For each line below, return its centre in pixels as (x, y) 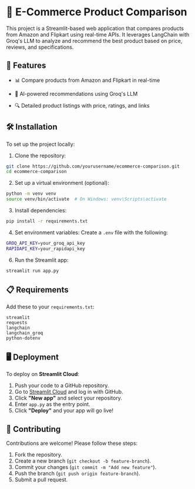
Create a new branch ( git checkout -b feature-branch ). (83, 461)
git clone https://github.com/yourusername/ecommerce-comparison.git (93, 166)
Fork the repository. (38, 455)
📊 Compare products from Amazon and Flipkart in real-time (87, 80)
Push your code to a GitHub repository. (62, 385)
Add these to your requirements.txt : (51, 307)
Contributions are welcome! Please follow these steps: (72, 443)
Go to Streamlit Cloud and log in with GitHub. (69, 392)
